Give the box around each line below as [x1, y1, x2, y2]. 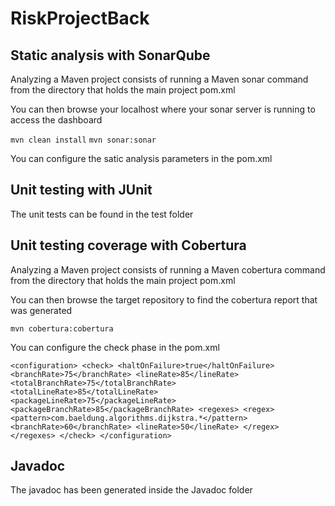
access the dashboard [10, 114, 103, 126]
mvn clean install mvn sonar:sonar [10, 135, 157, 145]
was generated [10, 304, 73, 316]
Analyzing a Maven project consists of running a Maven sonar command [10, 73, 309, 85]
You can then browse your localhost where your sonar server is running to [10, 103, 316, 115]
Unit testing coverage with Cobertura [10, 237, 247, 254]
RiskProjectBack [10, 7, 150, 30]
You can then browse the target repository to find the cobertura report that [10, 293, 318, 306]
